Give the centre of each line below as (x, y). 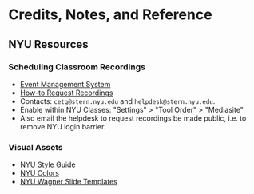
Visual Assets (36, 147)
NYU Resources (49, 44)
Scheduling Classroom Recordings (77, 67)
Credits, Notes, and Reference (111, 15)
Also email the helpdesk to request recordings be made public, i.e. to (133, 118)
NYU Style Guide (48, 164)
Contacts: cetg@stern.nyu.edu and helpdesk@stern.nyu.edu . (117, 101)
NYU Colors (40, 173)
